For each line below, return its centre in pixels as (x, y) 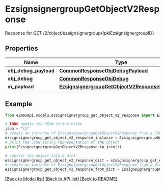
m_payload (21, 86)
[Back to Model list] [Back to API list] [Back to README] (61, 179)
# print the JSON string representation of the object (62, 142)
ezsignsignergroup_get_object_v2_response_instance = (61, 138)
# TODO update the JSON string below (44, 124)
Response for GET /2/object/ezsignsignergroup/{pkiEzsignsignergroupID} (80, 33)
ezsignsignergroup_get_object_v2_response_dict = (57, 160)
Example (19, 104)
